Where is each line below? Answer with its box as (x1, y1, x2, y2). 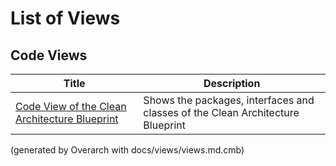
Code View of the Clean (15, 100, 127, 113)
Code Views (10, 47, 88, 64)
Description (203, 77, 261, 90)
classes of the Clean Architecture (143, 106, 300, 119)
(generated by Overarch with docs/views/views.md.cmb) (10, 144, 245, 156)
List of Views (10, 7, 121, 30)
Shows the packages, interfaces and (143, 93, 315, 107)
